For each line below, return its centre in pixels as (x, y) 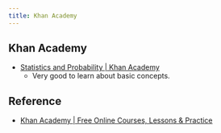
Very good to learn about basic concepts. (101, 76)
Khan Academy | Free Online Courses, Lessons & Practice (116, 120)
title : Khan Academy (43, 16)
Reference (35, 101)
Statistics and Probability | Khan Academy (90, 67)
